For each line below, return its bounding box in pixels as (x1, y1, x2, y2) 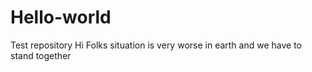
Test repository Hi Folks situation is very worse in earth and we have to (10, 39, 302, 51)
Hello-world (10, 6, 112, 29)
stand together (10, 49, 72, 61)
